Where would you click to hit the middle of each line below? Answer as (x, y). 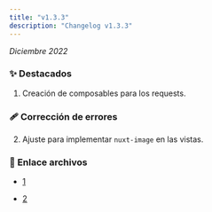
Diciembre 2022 (39, 51)
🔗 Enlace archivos (48, 162)
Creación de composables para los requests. (104, 93)
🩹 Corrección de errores (63, 116)
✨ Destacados (41, 74)
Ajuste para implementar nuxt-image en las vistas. (113, 139)
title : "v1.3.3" (39, 17)
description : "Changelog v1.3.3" (71, 26)
